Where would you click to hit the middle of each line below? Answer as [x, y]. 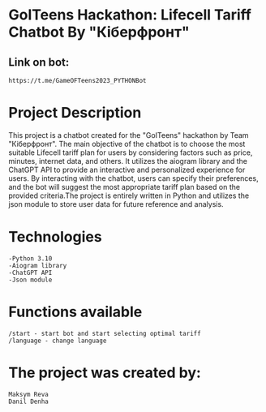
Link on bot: [39, 62]
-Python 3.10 [30, 258]
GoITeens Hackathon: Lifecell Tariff [130, 15]
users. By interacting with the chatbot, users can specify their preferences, [133, 178]
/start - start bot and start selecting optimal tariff [105, 333]
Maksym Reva [28, 394]
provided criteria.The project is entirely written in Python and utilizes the [129, 195]
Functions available [75, 312]
